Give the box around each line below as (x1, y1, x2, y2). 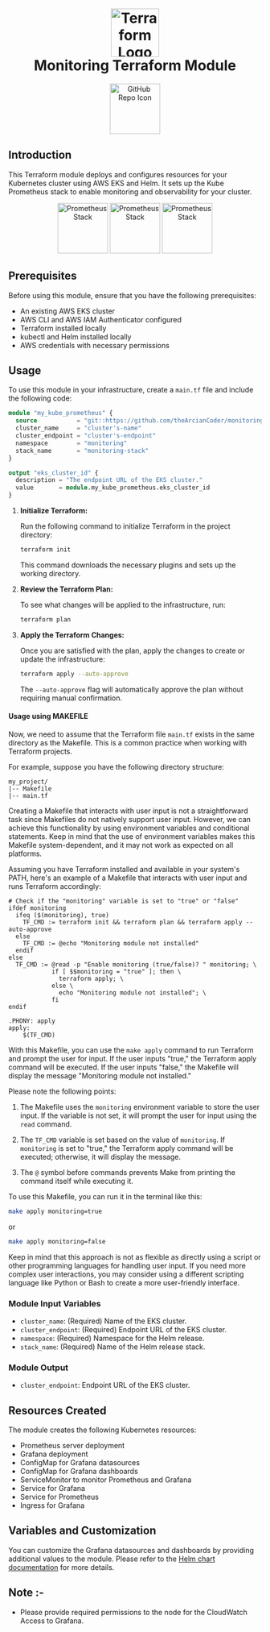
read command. (19, 1119, 72, 1128)
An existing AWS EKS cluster (19, 306, 115, 316)
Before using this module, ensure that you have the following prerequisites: (8, 290, 257, 300)
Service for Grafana (19, 1483, 86, 1493)
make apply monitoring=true (8, 1207, 103, 1215)
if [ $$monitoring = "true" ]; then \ (51, 967, 182, 975)
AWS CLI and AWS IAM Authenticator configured (19, 314, 182, 324)
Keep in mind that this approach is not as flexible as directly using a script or (8, 1252, 261, 1261)
